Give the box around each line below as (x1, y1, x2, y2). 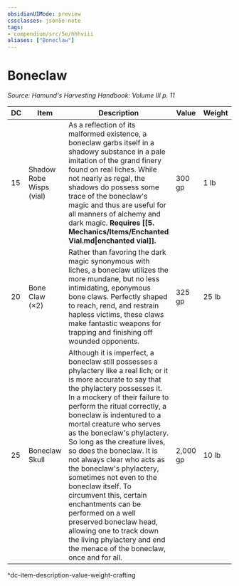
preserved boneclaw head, (68, 517, 158, 527)
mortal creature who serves (68, 419, 161, 429)
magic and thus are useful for (68, 200, 167, 210)
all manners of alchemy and (68, 209, 161, 219)
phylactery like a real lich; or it (68, 366, 169, 376)
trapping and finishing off (68, 328, 153, 338)
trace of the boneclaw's (68, 192, 148, 202)
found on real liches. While (68, 164, 158, 174)
